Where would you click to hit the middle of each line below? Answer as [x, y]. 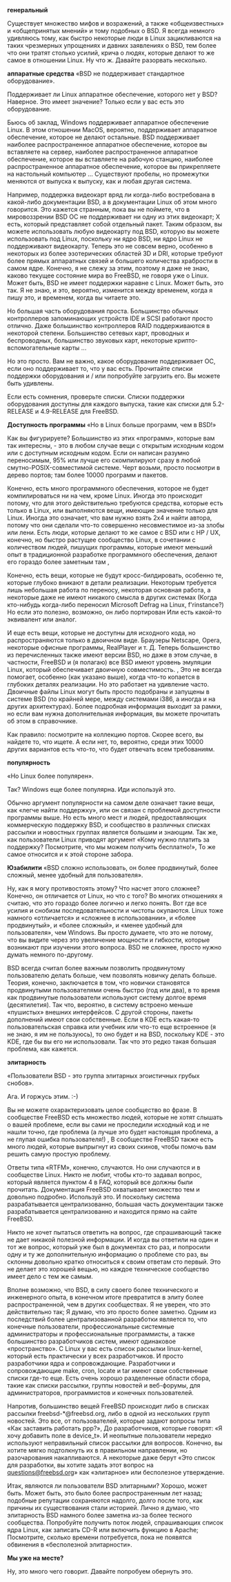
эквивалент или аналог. [42, 619]
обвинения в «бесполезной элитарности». [70, 1545]
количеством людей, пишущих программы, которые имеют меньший [110, 547]
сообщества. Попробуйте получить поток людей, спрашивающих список [115, 1522]
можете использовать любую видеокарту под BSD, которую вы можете [113, 231]
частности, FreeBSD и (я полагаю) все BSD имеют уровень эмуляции [109, 662]
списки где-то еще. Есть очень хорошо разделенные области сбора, [109, 1378]
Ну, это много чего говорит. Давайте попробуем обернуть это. [100, 1571]
